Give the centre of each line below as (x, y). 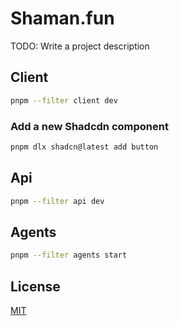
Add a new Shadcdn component (89, 126)
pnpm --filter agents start (69, 255)
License (35, 286)
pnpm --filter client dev (64, 100)
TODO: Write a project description (80, 46)
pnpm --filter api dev (57, 201)
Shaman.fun (62, 18)
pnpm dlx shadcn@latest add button (84, 147)
